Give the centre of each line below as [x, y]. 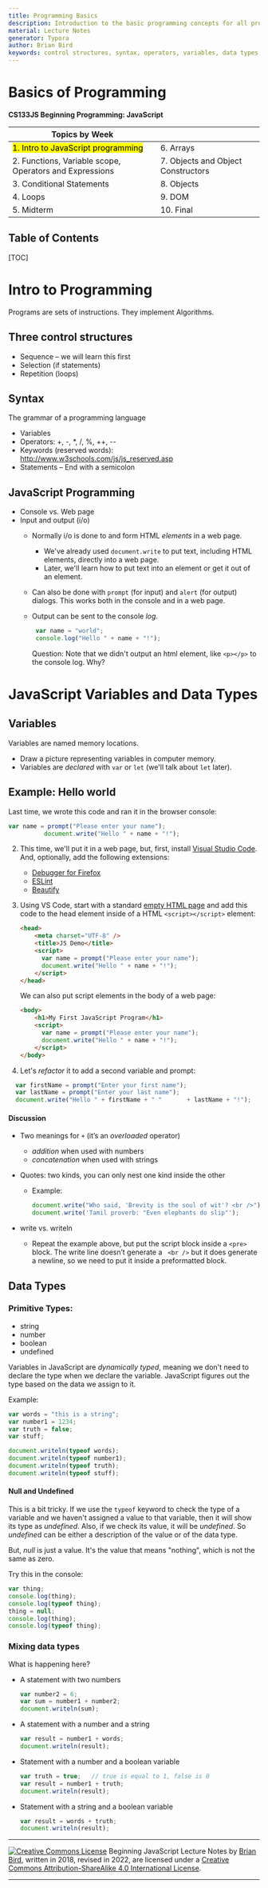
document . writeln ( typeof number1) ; [67, 1458]
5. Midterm [33, 210]
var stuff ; [26, 1437]
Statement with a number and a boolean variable [100, 1762]
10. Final [176, 210]
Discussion [27, 1118]
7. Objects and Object [201, 161]
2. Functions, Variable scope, [67, 161]
